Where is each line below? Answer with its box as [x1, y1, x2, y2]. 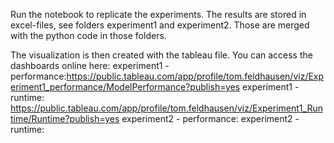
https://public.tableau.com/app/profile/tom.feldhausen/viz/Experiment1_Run [10, 102, 323, 114]
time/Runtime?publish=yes [10, 113, 120, 124]
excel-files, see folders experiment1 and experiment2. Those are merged [10, 19, 310, 31]
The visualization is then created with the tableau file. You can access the [10, 49, 313, 61]
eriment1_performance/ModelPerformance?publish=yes [10, 81, 241, 93]
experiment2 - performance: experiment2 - [121, 113, 300, 124]
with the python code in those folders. [10, 30, 167, 41]
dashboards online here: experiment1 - [10, 60, 170, 71]
